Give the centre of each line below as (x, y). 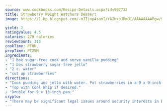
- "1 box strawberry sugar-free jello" (46, 65)
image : (12, 19)
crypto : (13, 97)
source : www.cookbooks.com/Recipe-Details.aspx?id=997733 (66, 10)
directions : (17, 78)
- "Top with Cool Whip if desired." (43, 87)
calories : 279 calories (30, 37)
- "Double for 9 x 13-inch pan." (40, 92)
